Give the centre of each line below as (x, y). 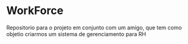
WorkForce (35, 11)
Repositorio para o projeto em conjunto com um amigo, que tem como (94, 28)
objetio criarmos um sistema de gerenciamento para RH (76, 34)
